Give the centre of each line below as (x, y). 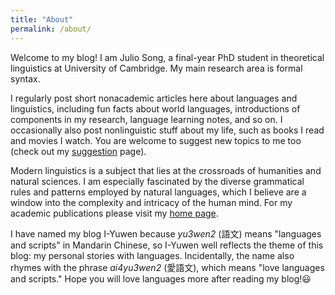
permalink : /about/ (51, 29)
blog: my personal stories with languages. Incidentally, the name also (152, 255)
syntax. (25, 78)
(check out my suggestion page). (78, 151)
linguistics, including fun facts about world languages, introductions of (155, 108)
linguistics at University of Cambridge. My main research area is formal (156, 68)
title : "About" (42, 19)
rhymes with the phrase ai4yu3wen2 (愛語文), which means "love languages (167, 267)
